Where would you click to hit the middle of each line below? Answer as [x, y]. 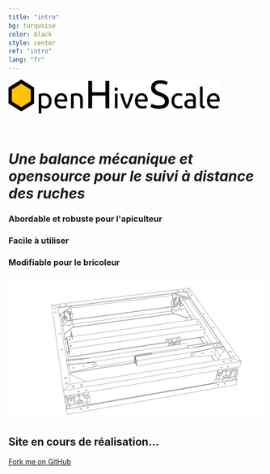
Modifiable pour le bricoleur [64, 262]
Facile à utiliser [39, 241]
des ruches [47, 194]
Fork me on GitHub [40, 461]
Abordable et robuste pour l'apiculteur [86, 219]
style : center [32, 43]
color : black [30, 34]
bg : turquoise [32, 26]
